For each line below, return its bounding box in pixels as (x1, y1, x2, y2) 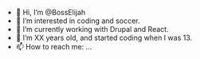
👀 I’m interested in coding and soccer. (15, 16, 140, 26)
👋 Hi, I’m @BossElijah (15, 8, 86, 17)
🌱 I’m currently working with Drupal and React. (15, 25, 169, 33)
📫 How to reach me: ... (15, 42, 92, 51)
